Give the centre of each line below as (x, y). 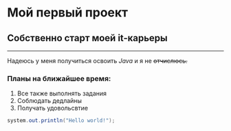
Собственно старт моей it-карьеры (87, 38)
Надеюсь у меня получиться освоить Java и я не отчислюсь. (97, 61)
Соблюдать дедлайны (49, 101)
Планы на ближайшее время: (59, 78)
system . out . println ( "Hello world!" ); (61, 121)
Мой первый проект (68, 13)
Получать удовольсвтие (53, 108)
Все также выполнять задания (62, 93)
